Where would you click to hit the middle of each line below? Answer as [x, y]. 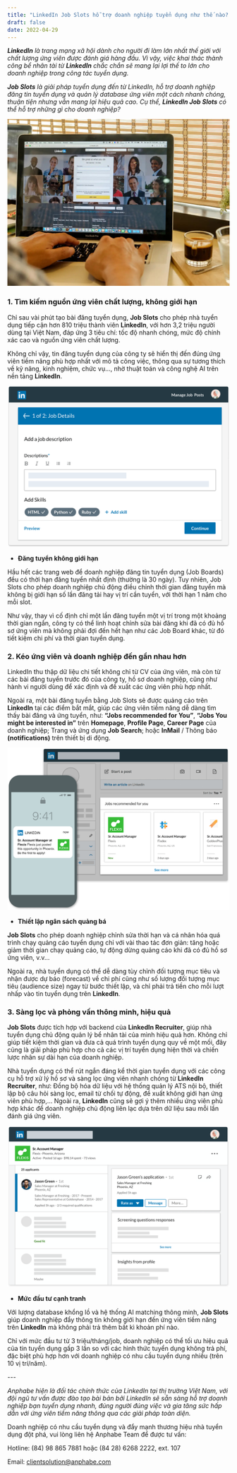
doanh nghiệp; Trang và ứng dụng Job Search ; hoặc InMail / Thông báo [112, 731]
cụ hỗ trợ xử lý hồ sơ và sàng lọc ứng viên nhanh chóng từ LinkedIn [105, 1078]
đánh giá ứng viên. [34, 1116]
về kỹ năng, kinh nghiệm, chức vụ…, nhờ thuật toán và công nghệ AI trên [113, 368]
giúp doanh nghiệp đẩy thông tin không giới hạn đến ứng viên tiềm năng [112, 1320]
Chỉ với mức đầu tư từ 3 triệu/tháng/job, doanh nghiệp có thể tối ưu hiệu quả [118, 1341]
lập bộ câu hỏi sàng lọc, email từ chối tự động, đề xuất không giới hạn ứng [115, 1093]
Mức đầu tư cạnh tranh [51, 1299]
